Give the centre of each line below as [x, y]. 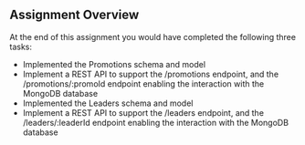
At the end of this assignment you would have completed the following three [153, 36]
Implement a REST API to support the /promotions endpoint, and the [151, 74]
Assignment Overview [74, 15]
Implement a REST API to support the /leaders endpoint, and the [143, 112]
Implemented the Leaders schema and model [108, 103]
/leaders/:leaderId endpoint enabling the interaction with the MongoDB [156, 122]
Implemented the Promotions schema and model [114, 64]
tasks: [21, 47]
